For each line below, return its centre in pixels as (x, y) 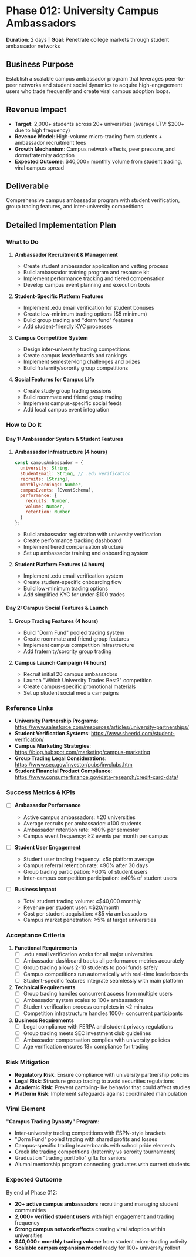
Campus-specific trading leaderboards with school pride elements (95, 1146)
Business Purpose (40, 64)
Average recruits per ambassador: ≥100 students (82, 823)
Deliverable (27, 186)
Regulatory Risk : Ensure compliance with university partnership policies (102, 1075)
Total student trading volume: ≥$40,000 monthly (82, 901)
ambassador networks (33, 46)
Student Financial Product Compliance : (63, 771)
